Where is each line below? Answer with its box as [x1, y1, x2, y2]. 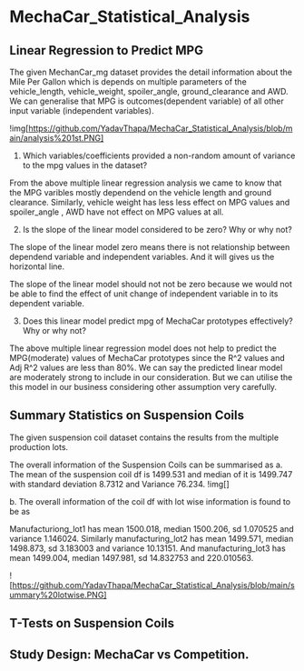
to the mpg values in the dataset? [22, 160, 148, 170]
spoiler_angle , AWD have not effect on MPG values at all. [9, 206, 224, 217]
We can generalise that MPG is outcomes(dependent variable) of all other [9, 95, 284, 106]
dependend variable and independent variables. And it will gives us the [9, 252, 275, 262]
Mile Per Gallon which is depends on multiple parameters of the [9, 76, 247, 87]
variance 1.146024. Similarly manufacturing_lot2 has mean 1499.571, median [9, 533, 294, 544]
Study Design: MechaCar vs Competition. [9, 646, 250, 662]
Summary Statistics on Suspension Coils [9, 407, 245, 424]
